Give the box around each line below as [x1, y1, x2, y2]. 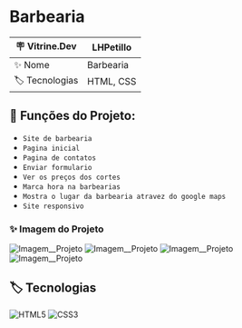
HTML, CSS [87, 75, 137, 88]
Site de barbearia [22, 134, 92, 143]
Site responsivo [22, 202, 84, 211]
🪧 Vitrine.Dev [15, 39, 77, 52]
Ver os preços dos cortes [22, 173, 121, 182]
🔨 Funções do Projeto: [9, 108, 136, 124]
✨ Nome [14, 58, 50, 71]
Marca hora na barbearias [22, 182, 121, 192]
